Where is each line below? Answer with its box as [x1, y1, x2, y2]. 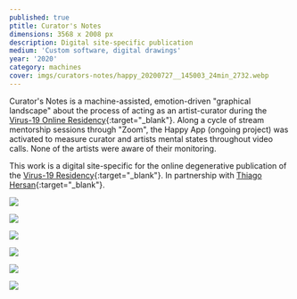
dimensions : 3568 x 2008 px [9, 29, 114, 38]
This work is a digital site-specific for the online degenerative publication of [9, 160, 287, 170]
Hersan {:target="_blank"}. [9, 179, 105, 190]
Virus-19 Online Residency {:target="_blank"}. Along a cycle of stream [9, 114, 265, 125]
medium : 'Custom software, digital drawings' [9, 46, 181, 55]
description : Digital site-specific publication [9, 37, 194, 47]
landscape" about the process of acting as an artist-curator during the [9, 104, 268, 116]
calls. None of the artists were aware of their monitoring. [9, 143, 217, 154]
